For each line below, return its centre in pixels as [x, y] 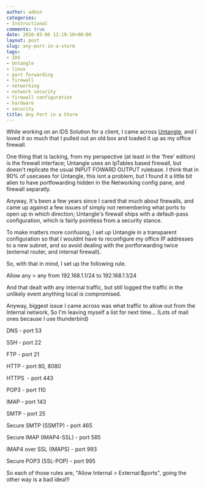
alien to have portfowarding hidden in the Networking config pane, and [95, 183]
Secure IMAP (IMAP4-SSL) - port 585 [54, 438]
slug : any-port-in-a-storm [41, 47]
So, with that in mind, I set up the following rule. [66, 264]
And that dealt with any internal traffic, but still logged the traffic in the [95, 288]
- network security [31, 92]
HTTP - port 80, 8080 [34, 366]
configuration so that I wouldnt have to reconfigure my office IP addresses [100, 239]
